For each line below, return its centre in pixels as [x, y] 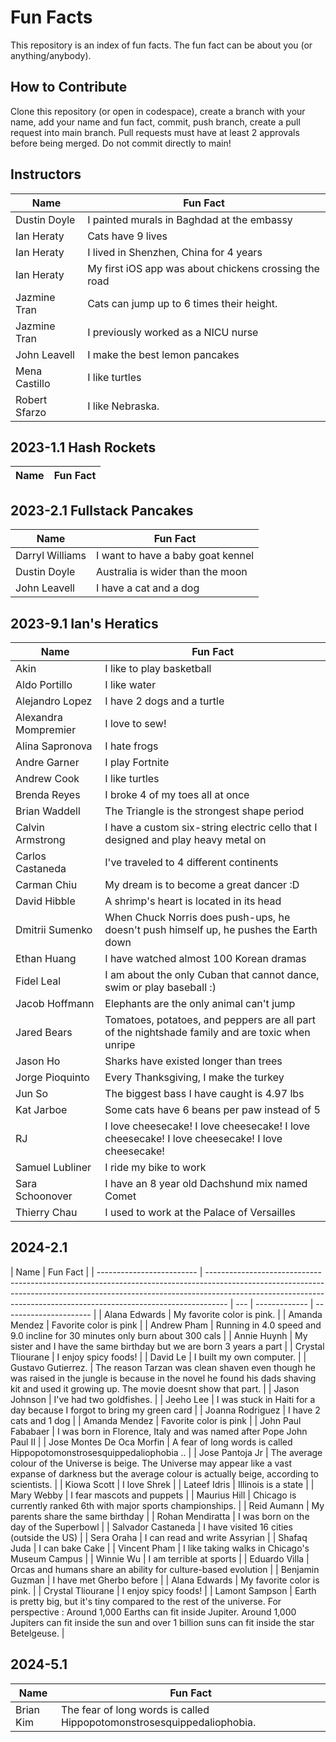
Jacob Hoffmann [55, 1003]
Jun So [32, 1093]
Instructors [46, 174]
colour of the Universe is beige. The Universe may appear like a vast [151, 1463]
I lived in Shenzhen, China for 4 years [175, 252]
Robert [31, 399]
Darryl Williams [51, 556]
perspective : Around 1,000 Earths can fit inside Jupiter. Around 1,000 [153, 1612]
